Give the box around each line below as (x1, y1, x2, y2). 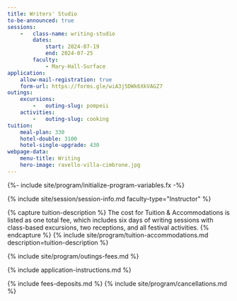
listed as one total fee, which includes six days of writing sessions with (7, 216, 214, 224)
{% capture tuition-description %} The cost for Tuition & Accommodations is (7, 208, 230, 216)
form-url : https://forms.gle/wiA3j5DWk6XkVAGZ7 (20, 83, 163, 90)
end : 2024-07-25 (45, 50, 93, 57)
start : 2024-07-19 (45, 43, 100, 50)
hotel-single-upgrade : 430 (20, 142, 100, 149)
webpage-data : (7, 148, 50, 155)
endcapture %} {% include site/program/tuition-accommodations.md (7, 230, 209, 239)
